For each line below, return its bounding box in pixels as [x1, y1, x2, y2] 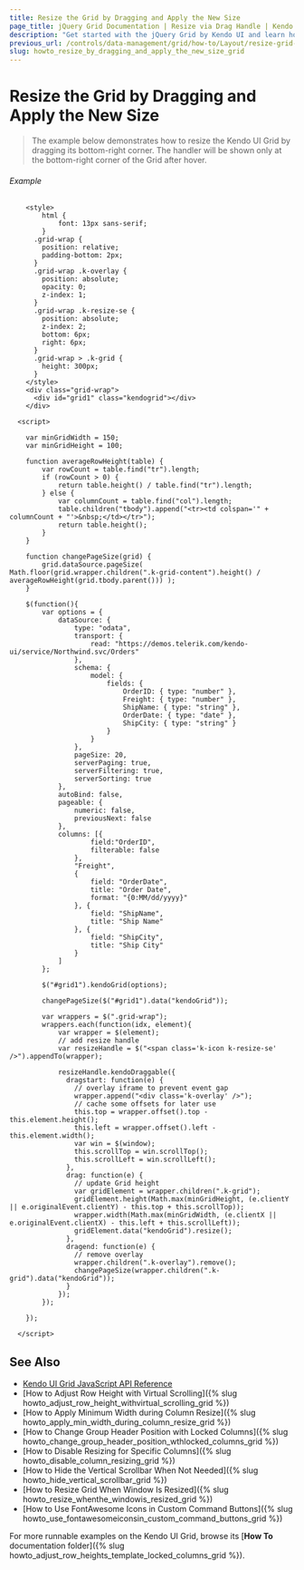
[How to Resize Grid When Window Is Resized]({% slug [22, 1484, 229, 1496]
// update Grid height [73, 1179, 160, 1188]
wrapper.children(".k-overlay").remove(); [73, 1258, 237, 1267]
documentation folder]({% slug [9, 1540, 125, 1551]
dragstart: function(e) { [66, 1076, 165, 1085]
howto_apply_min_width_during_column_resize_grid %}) [22, 1417, 232, 1428]
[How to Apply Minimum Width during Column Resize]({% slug [22, 1407, 256, 1419]
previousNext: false [73, 814, 152, 823]
